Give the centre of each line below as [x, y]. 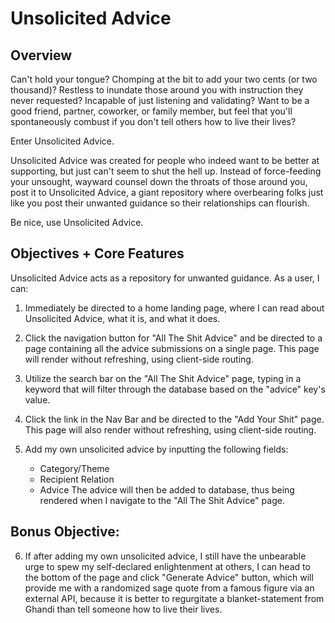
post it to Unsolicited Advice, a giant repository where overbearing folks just [167, 192]
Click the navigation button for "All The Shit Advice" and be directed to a [173, 338]
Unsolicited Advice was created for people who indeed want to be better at [165, 160]
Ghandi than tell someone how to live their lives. [123, 609]
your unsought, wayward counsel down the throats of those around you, [159, 181]
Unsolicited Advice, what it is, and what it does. [122, 318]
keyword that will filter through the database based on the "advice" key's [175, 389]
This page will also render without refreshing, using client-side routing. [170, 429]
